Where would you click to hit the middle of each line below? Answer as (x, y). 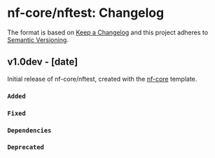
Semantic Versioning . (38, 39)
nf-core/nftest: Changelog (86, 13)
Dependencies (29, 130)
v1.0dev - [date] (43, 62)
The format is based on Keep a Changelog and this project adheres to (108, 32)
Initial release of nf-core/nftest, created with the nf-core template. (102, 79)
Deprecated (26, 147)
